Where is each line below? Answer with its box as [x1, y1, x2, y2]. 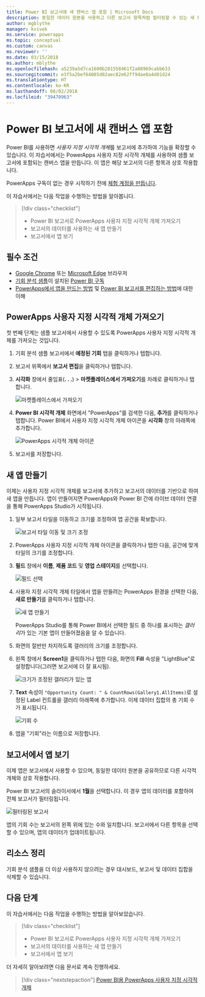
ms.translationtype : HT [6, 77, 67, 83]
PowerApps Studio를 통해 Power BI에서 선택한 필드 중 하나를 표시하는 [15, 622, 184, 629]
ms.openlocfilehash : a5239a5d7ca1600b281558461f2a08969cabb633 [6, 65, 171, 72]
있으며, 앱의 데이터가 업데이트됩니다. [19, 828, 106, 836]
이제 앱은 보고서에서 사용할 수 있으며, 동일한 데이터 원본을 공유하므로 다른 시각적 [6, 766, 197, 774]
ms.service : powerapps [6, 32, 64, 38]
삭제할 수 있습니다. [6, 873, 51, 880]
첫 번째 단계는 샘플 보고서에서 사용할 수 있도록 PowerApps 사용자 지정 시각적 [6, 329, 190, 336]
